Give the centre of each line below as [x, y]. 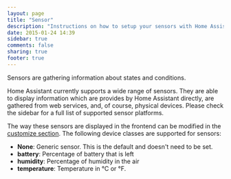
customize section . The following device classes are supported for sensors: [114, 133]
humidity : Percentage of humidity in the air [78, 161]
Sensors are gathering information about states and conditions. [97, 77]
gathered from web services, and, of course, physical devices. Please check [115, 105]
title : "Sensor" [30, 20]
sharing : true [27, 52]
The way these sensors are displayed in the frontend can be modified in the [114, 126]
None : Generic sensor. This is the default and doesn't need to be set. [115, 146]
